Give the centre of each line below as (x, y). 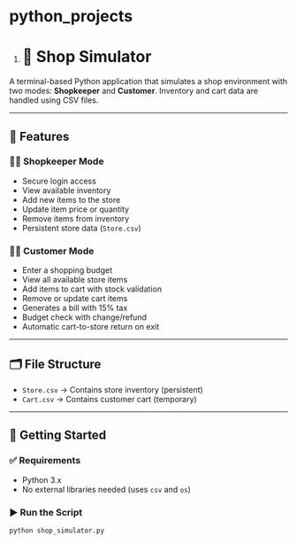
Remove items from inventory (76, 218)
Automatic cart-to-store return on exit (91, 327)
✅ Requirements (45, 461)
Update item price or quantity (76, 209)
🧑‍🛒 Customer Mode (52, 251)
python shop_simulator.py (57, 530)
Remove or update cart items (75, 299)
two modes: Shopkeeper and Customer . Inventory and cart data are (134, 91)
